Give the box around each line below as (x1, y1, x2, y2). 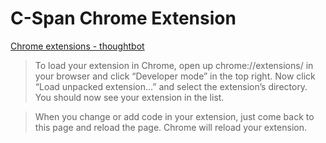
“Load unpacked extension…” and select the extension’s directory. (34, 80, 308, 92)
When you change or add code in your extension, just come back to (34, 110, 315, 122)
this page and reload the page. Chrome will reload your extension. (34, 121, 307, 133)
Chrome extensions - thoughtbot (10, 40, 145, 52)
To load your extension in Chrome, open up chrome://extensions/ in (34, 59, 314, 71)
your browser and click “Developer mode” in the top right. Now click (34, 70, 316, 82)
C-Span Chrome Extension (10, 7, 237, 30)
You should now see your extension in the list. (34, 91, 225, 103)
